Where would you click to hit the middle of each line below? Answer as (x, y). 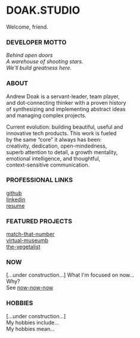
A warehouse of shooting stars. (45, 62)
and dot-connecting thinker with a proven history (66, 102)
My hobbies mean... (31, 328)
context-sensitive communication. (48, 165)
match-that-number (30, 234)
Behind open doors (29, 55)
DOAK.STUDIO (43, 10)
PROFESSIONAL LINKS (40, 180)
